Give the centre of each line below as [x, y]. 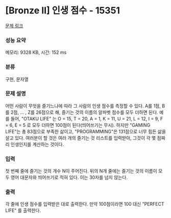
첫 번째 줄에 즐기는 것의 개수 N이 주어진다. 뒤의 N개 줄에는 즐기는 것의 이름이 [81, 171]
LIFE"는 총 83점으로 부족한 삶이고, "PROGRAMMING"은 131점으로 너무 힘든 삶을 [86, 131]
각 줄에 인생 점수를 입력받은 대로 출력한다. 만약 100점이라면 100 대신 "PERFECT [85, 204]
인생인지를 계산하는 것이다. [37, 144]
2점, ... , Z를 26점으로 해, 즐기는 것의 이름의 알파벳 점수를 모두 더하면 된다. [84, 112]
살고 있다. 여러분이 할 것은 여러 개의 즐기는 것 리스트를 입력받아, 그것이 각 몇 [81, 138]
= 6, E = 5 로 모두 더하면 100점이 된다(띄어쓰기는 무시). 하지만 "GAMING [78, 125]
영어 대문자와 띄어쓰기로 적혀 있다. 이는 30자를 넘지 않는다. [69, 177]
